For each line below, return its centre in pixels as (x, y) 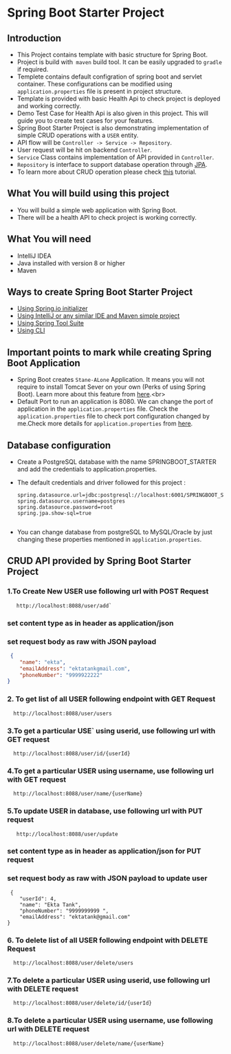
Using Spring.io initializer (52, 309)
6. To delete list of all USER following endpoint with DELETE (108, 940)
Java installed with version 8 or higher (71, 263)
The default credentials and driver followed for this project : (101, 483)
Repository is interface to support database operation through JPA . (112, 164)
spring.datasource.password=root (65, 507)
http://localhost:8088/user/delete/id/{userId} (83, 1003)
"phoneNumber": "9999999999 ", (64, 911)
